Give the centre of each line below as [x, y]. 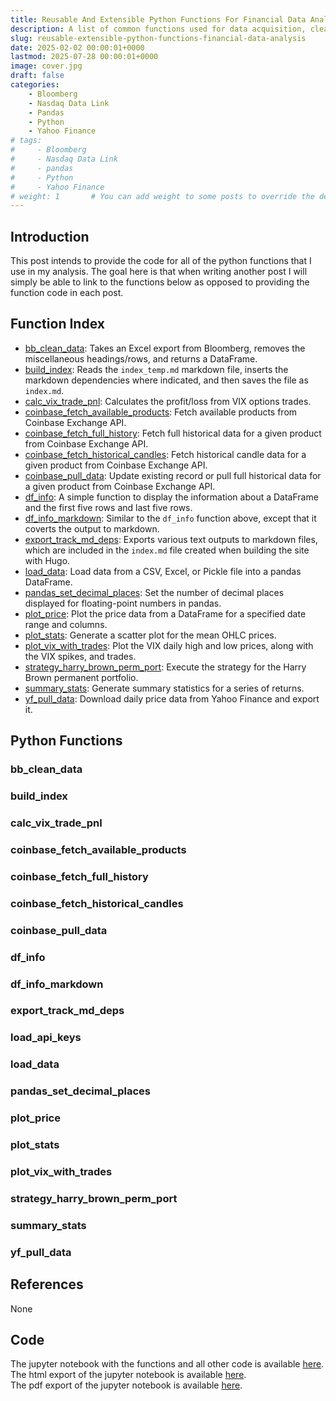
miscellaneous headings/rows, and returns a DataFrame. [141, 358]
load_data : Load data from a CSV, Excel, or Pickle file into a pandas [163, 571]
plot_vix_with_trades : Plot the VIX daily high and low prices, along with [169, 645]
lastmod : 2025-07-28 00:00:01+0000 [84, 57]
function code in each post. [67, 293]
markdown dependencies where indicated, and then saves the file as [166, 380]
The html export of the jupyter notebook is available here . [128, 1375]
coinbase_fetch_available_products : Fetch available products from [161, 412]
